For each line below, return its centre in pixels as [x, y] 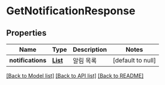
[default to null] [134, 60]
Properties [26, 33]
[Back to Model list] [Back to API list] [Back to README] [75, 76]
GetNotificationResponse [71, 11]
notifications [28, 60]
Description [90, 50]
